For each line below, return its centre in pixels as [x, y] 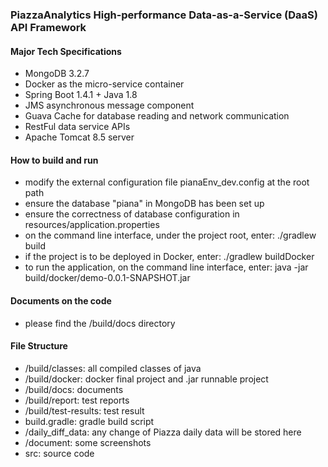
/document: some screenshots [88, 442]
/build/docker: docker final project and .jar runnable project [146, 379]
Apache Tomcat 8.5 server [79, 137]
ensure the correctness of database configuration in [132, 214]
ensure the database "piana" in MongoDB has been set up [144, 204]
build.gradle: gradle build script [89, 421]
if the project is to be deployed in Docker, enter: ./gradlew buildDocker [169, 257]
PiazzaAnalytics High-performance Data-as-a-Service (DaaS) [164, 15]
